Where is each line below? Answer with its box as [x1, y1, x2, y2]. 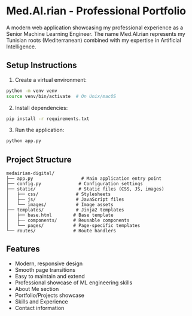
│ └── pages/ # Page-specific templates [6, 223, 141, 229]
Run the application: [14, 127, 65, 134]
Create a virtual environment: [14, 76, 87, 83]
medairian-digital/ [6, 170, 55, 177]
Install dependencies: [14, 104, 68, 111]
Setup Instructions [6, 60, 77, 70]
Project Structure [6, 154, 72, 165]
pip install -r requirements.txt [6, 115, 90, 122]
